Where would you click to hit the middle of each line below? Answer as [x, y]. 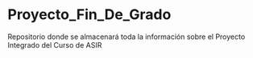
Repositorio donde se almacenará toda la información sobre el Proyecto [126, 37]
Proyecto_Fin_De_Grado [89, 15]
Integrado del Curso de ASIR [55, 44]
